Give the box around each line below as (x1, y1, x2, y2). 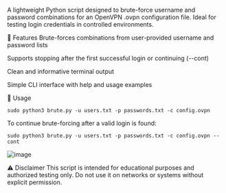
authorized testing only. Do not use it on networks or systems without (7, 171, 204, 179)
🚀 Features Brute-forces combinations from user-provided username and (7, 34, 214, 42)
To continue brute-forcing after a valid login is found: (7, 119, 157, 127)
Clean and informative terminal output (7, 68, 115, 75)
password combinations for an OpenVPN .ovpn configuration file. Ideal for (7, 13, 216, 21)
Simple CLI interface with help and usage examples (7, 81, 152, 88)
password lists (7, 41, 48, 49)
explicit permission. (7, 178, 63, 186)
